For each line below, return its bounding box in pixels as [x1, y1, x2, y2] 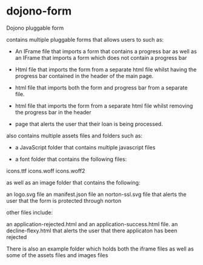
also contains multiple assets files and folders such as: [6, 132, 143, 139]
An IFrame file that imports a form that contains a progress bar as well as [15, 47, 197, 55]
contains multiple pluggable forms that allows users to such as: [6, 36, 164, 43]
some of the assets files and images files [6, 251, 108, 258]
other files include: [6, 209, 53, 216]
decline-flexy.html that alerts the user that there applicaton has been [6, 227, 178, 234]
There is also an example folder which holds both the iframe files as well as [6, 245, 194, 252]
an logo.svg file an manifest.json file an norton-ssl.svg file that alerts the [6, 191, 187, 198]
